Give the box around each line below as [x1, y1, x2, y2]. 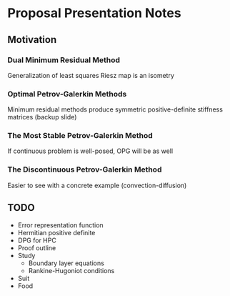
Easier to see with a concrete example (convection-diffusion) [7, 181, 187, 189]
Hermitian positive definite [17, 228, 96, 237]
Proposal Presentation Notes [7, 5, 181, 21]
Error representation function [17, 220, 104, 230]
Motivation [7, 34, 57, 46]
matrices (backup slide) [7, 113, 77, 122]
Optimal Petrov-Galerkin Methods [7, 89, 127, 99]
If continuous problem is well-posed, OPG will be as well [7, 147, 174, 155]
